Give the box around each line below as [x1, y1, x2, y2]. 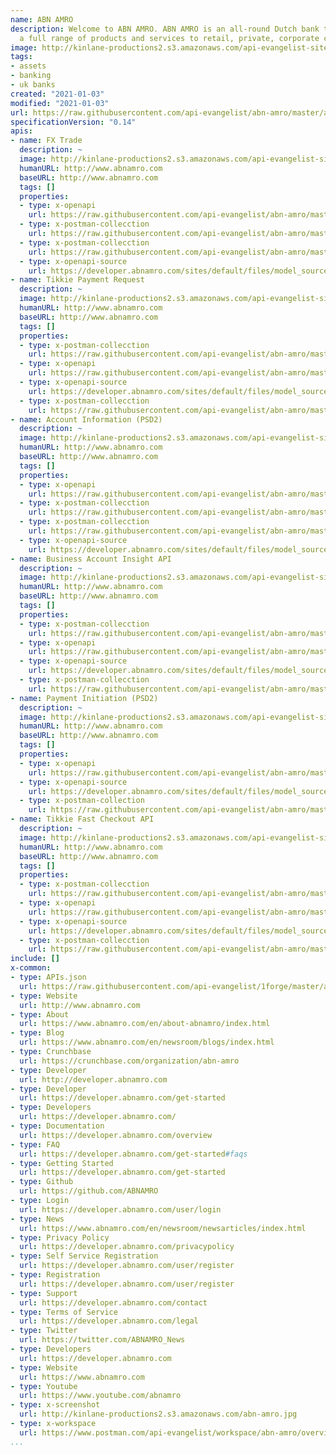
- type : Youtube [10, 1381, 78, 1391]
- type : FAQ [10, 1139, 60, 1150]
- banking [10, 71, 52, 81]
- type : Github [10, 1177, 74, 1187]
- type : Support [10, 1288, 78, 1298]
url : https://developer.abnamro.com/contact [19, 1297, 208, 1308]
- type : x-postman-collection [19, 796, 145, 806]
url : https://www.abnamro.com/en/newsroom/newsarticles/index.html [19, 1223, 307, 1233]
